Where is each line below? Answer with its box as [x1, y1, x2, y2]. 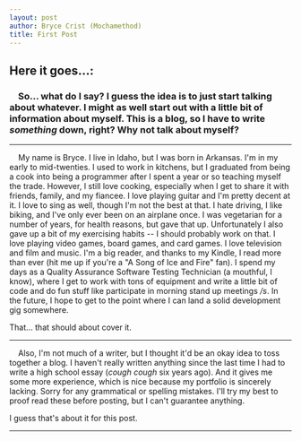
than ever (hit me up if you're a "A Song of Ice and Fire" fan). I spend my [9, 257, 276, 268]
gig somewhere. [9, 305, 69, 316]
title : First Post [9, 30, 78, 39]
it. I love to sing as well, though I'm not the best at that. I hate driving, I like [9, 200, 283, 211]
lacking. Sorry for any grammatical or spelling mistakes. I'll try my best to [9, 386, 279, 397]
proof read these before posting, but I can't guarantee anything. [9, 395, 245, 406]
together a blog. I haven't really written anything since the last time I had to [9, 358, 286, 368]
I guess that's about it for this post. [9, 413, 138, 424]
